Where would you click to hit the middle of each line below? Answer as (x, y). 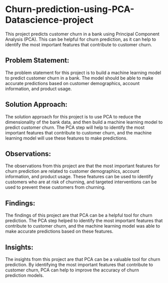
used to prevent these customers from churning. (55, 187)
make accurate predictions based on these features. (59, 231)
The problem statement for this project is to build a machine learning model (83, 73)
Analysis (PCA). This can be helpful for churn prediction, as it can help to (81, 39)
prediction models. (25, 275)
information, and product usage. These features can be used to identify (79, 177)
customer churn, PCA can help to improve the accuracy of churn (72, 270)
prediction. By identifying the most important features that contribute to (79, 265)
